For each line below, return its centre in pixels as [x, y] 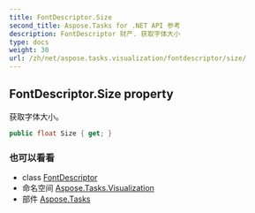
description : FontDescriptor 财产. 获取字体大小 [95, 34]
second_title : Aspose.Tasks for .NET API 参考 [95, 26]
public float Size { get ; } [61, 133]
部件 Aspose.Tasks [56, 199]
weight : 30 [29, 50]
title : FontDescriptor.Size [61, 17]
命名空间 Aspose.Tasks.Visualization [88, 187]
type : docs [29, 42]
